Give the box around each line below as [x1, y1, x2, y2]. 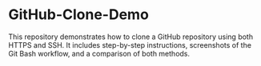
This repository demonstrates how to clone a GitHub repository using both [8, 32, 254, 41]
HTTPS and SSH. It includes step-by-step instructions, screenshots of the [8, 40, 252, 49]
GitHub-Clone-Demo [8, 6, 150, 24]
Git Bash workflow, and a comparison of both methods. [8, 49, 191, 58]
